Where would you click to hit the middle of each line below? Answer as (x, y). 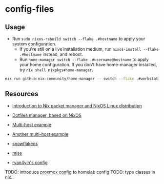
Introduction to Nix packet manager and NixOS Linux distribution (77, 105)
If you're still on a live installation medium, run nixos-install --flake (89, 49)
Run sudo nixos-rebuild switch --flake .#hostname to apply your (79, 39)
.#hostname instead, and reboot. (51, 54)
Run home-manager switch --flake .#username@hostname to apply (84, 59)
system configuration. (34, 44)
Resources (22, 94)
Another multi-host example (40, 134)
